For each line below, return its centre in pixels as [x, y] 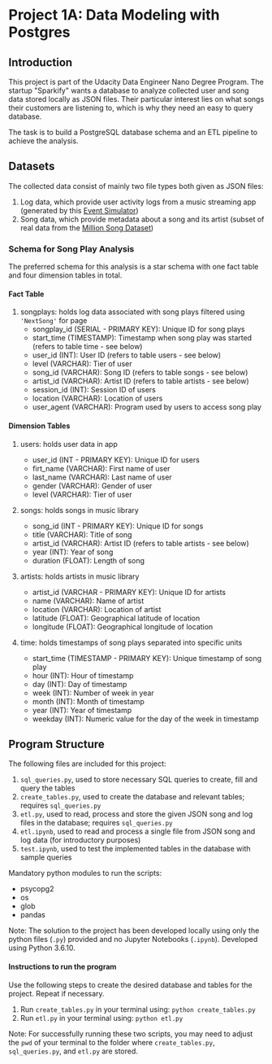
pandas [33, 915]
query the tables [47, 788]
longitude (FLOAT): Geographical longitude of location [123, 626]
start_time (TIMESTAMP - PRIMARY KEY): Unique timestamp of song [147, 658]
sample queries [46, 857]
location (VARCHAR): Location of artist [97, 609]
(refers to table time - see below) [87, 347]
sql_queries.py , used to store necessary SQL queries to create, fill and [139, 780]
